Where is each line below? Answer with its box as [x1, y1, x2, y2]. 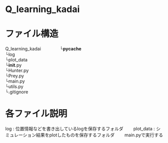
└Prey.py [5, 73, 24, 79]
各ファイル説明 [5, 108, 68, 119]
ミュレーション [5, 132, 36, 138]
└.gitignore [5, 89, 29, 95]
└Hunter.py [5, 67, 29, 74]
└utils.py [5, 84, 24, 90]
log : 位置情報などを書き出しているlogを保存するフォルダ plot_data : [5, 126, 155, 132]
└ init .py [5, 62, 22, 68]
